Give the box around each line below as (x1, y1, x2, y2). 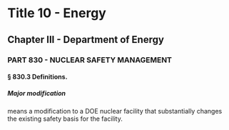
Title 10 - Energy (7, 5, 107, 21)
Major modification (7, 89, 66, 97)
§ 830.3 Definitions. (7, 73, 68, 81)
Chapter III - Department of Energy (7, 34, 164, 46)
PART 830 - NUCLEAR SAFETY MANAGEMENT (7, 55, 173, 65)
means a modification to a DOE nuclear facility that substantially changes (7, 107, 223, 116)
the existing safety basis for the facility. (7, 114, 123, 123)
